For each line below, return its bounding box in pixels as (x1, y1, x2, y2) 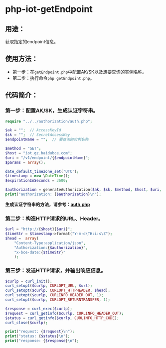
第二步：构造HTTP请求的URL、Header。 (5, 215, 104, 222)
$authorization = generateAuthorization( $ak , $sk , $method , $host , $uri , (5, 187, 162, 192)
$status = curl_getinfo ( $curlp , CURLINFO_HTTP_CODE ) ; (5, 315, 120, 321)
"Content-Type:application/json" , (14, 240, 86, 245)
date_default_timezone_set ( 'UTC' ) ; (5, 169, 79, 174)
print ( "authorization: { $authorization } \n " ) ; (5, 192, 101, 197)
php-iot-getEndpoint (5, 3, 93, 15)
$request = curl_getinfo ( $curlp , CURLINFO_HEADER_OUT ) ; (5, 311, 124, 316)
